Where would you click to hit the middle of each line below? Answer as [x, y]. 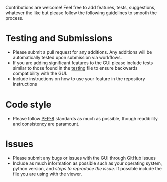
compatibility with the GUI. [40, 73]
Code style [28, 105]
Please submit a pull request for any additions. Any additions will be [82, 52]
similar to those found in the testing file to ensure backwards [75, 68]
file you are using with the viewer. [47, 174]
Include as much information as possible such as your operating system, [87, 163]
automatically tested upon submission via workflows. [67, 57]
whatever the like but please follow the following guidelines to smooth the [81, 13]
